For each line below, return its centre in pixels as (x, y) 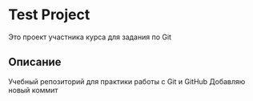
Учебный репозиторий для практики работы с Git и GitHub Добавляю (127, 81)
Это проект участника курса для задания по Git (90, 37)
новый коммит (33, 90)
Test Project (49, 15)
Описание (35, 62)
